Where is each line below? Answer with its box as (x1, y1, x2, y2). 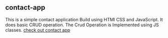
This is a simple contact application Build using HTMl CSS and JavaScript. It (5, 16, 163, 22)
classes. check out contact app (5, 27, 71, 33)
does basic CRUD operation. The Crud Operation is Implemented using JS (5, 22, 159, 28)
